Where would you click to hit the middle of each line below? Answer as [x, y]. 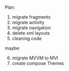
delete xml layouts [31, 33]
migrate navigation [31, 28]
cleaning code [27, 38]
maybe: [13, 48]
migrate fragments [31, 17]
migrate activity [28, 22]
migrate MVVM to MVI [35, 58]
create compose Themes [38, 63]
